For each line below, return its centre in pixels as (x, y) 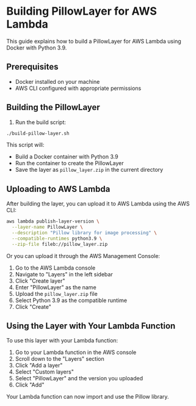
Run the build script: (40, 122)
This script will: (25, 145)
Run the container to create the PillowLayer (69, 163)
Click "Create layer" (40, 281)
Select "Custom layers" (45, 372)
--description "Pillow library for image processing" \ (84, 233)
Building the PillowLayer (53, 107)
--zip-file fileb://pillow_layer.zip (60, 244)
